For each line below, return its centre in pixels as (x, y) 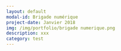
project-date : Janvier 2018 (41, 22)
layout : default (26, 11)
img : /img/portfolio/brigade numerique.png (61, 28)
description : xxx (28, 33)
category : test (25, 39)
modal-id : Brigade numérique (42, 17)
